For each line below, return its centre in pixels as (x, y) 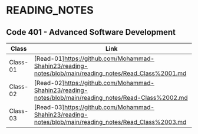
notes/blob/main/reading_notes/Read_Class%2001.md (110, 73)
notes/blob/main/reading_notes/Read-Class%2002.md (111, 98)
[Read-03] (49, 107)
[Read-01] (49, 58)
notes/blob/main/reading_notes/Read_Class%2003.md (110, 122)
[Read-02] (49, 83)
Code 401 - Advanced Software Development (91, 32)
